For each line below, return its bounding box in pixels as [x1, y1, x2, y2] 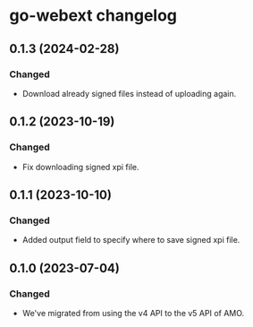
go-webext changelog [9, 5, 177, 26]
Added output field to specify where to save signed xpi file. [21, 235, 240, 245]
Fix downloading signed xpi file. [21, 161, 140, 172]
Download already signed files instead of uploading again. [21, 88, 237, 99]
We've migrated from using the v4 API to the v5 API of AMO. [21, 307, 245, 318]
